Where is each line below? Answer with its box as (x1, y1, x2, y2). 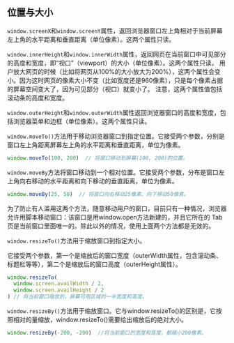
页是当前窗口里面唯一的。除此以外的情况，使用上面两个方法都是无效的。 (7, 222, 214, 230)
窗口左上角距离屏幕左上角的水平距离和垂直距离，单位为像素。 (7, 140, 185, 148)
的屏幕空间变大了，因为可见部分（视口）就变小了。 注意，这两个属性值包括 (7, 84, 223, 93)
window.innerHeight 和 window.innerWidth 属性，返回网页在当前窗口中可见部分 (7, 49, 226, 58)
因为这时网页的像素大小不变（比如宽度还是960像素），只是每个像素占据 (19, 76, 224, 84)
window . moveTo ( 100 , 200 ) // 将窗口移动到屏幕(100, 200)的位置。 (7, 154, 188, 162)
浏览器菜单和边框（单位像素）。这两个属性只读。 (13, 117, 151, 125)
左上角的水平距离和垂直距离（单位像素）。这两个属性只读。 (7, 35, 175, 43)
